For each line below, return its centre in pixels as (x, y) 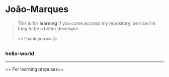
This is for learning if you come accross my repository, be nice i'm (87, 23)
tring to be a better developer (48, 28)
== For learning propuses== (34, 69)
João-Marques (37, 9)
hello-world (20, 53)
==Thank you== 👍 (37, 38)
